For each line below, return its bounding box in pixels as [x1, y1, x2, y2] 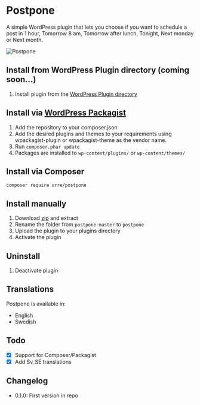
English [14, 312, 33, 319]
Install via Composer [6, 166, 85, 177]
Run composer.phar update [14, 143, 80, 150]
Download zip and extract [14, 214, 79, 222]
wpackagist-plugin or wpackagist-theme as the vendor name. [14, 136, 167, 144]
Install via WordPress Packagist [6, 108, 127, 118]
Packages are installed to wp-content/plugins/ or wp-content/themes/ [14, 149, 186, 156]
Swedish [14, 318, 36, 325]
